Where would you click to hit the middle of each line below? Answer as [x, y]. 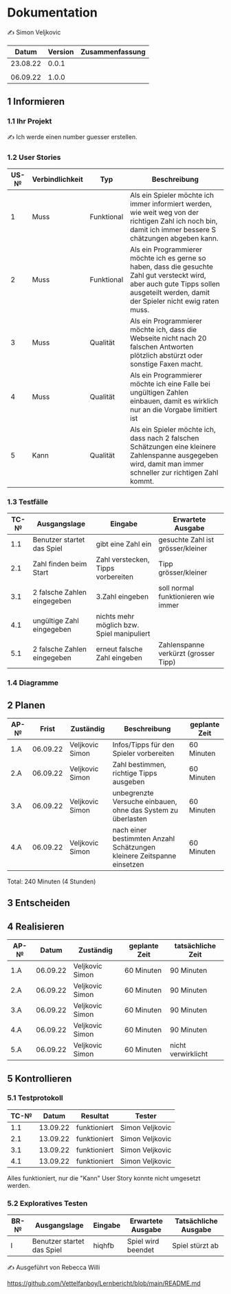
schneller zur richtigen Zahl [174, 472]
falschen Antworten [162, 347]
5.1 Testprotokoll [35, 1098]
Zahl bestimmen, [139, 764]
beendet [141, 1250]
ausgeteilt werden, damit [169, 292]
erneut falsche [119, 649]
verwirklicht [189, 1054]
